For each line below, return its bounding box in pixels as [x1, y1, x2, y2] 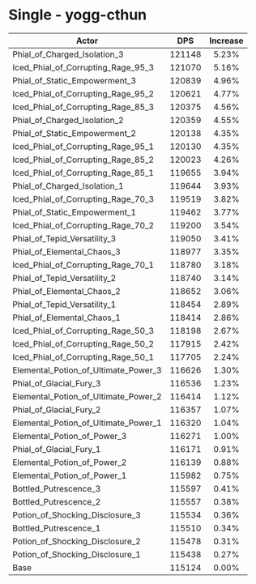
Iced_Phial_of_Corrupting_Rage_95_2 [12, 87, 155, 99]
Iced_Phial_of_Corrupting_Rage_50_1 [12, 351, 155, 362]
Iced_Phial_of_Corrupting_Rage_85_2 [12, 154, 155, 165]
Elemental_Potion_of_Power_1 [12, 470, 127, 481]
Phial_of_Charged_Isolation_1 [12, 180, 124, 191]
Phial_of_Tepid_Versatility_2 [12, 272, 117, 283]
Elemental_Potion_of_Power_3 [12, 430, 127, 441]
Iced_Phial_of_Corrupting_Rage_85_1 [12, 167, 155, 178]
